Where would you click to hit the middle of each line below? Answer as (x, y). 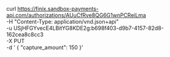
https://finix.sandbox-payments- (58, 9)
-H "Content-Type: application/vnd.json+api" (62, 22)
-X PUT (16, 41)
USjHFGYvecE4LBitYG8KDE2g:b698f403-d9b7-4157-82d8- (89, 28)
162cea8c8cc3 (25, 35)
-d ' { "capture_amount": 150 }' (45, 47)
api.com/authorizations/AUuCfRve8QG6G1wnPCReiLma (76, 15)
